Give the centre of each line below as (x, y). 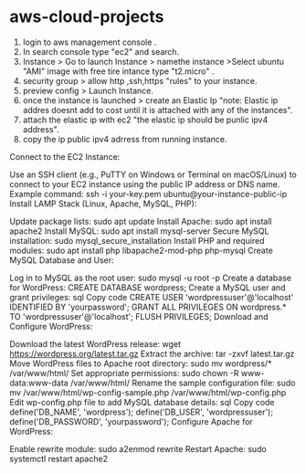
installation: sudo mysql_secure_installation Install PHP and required (137, 240)
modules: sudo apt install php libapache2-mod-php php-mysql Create (142, 250)
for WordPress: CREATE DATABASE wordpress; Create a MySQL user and (148, 287)
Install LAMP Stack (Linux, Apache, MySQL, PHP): (103, 204)
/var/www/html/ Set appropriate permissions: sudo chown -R (124, 373)
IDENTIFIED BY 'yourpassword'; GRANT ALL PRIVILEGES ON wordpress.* (148, 307)
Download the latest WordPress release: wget (95, 343)
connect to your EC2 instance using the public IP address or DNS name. (145, 184)
